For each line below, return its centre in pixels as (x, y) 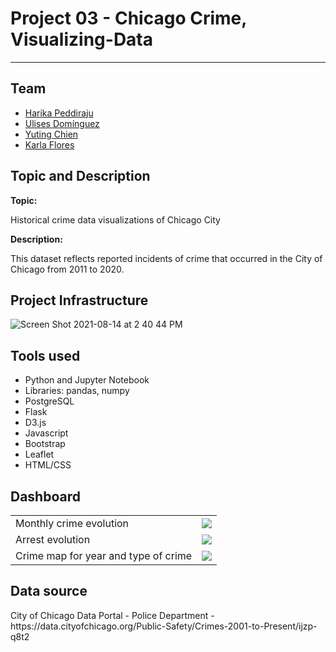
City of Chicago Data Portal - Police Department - (112, 615)
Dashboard (45, 496)
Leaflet (39, 454)
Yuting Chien (51, 134)
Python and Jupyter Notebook (87, 380)
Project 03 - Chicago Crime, (128, 18)
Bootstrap (45, 444)
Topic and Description (80, 176)
